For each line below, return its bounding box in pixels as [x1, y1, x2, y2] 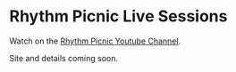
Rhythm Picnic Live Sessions [9, 6, 228, 27]
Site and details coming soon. [9, 52, 119, 63]
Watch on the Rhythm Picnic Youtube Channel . [9, 36, 181, 46]
